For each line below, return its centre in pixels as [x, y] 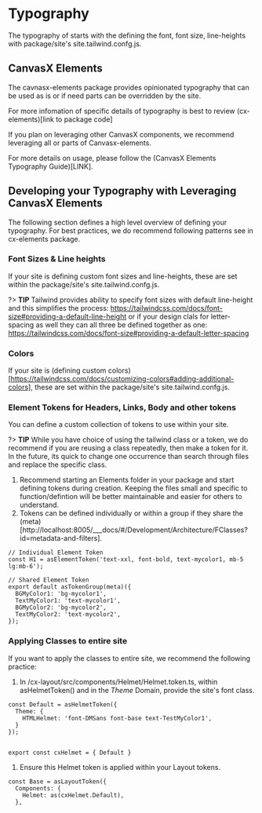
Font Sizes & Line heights [57, 259]
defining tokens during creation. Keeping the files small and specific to [133, 488]
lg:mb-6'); [26, 567]
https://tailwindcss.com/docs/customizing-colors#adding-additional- [122, 379]
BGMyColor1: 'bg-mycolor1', [61, 594]
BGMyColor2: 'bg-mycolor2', [61, 608]
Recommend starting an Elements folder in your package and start [127, 480]
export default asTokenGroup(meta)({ [70, 587]
